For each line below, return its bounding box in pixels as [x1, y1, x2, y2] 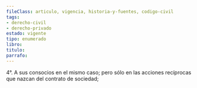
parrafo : [6, 53, 28, 58]
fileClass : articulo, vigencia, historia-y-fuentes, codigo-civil [6, 8, 174, 15]
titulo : [6, 47, 26, 53]
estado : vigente [6, 31, 46, 37]
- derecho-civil [6, 19, 46, 25]
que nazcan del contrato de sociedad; [6, 75, 99, 82]
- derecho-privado [6, 25, 52, 31]
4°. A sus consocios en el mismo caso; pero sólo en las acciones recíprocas [6, 69, 192, 76]
